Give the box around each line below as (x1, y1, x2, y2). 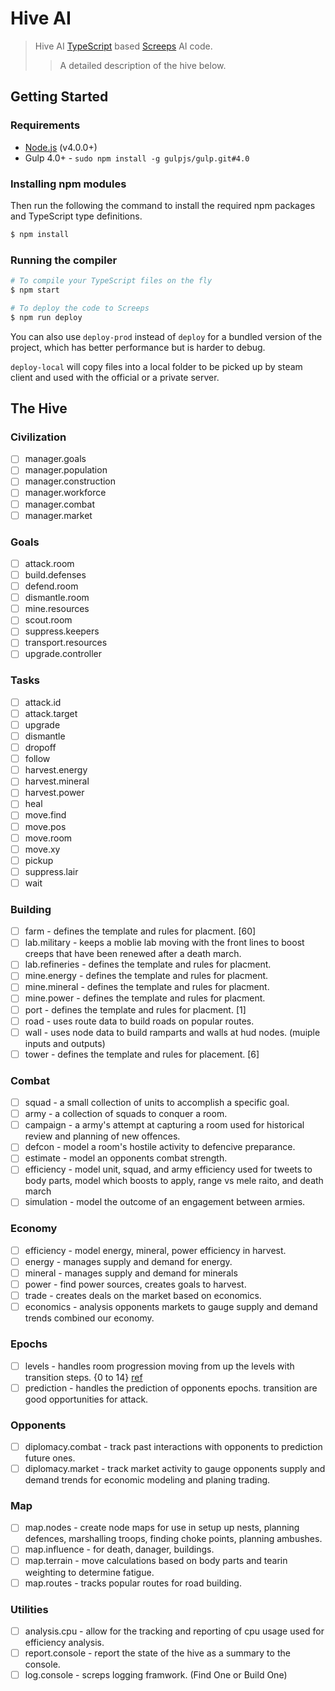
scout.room (24, 614, 73, 626)
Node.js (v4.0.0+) (24, 141, 98, 153)
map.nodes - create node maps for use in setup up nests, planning (24, 1522, 300, 1534)
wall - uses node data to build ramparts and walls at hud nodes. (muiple (24, 1026, 321, 1038)
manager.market (24, 509, 93, 521)
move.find (24, 809, 67, 821)
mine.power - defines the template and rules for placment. (24, 992, 266, 1004)
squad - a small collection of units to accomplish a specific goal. (24, 1097, 290, 1109)
